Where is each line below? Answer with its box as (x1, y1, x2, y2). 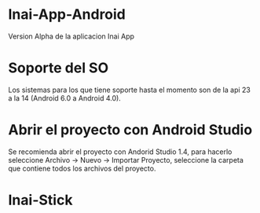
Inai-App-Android (8, 6, 126, 24)
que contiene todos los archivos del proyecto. (8, 163, 156, 173)
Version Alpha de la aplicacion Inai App (8, 31, 135, 41)
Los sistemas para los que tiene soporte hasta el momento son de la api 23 (8, 85, 251, 94)
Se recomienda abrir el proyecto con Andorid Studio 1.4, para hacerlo (8, 147, 233, 156)
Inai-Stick (8, 191, 73, 209)
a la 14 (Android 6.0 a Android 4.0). (8, 93, 122, 103)
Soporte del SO (8, 59, 109, 77)
